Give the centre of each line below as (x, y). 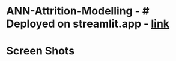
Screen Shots (41, 51)
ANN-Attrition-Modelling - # (78, 11)
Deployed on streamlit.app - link (88, 24)
